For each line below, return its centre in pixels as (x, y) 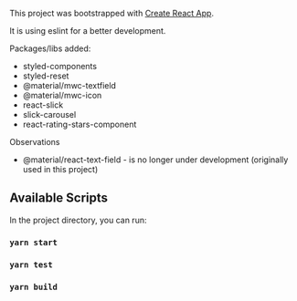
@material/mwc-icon (62, 95)
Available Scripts (58, 198)
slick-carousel (49, 114)
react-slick (43, 105)
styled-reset (46, 76)
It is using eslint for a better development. (88, 31)
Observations (35, 142)
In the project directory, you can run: (78, 220)
